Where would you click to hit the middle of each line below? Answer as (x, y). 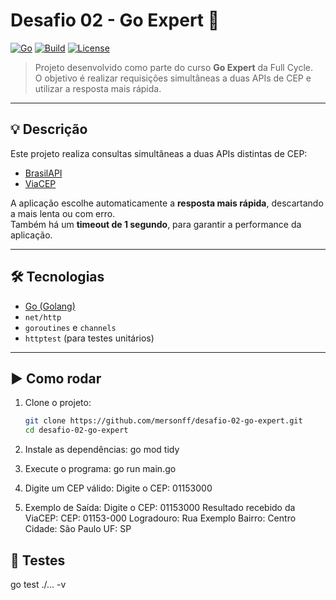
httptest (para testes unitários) (89, 338)
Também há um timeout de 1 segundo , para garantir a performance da (156, 224)
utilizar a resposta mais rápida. (98, 88)
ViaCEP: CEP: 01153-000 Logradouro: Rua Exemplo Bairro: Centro (160, 518)
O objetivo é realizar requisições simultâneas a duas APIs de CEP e (173, 78)
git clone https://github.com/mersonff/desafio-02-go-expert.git (163, 421)
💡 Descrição (49, 129)
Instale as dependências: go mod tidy (102, 450)
